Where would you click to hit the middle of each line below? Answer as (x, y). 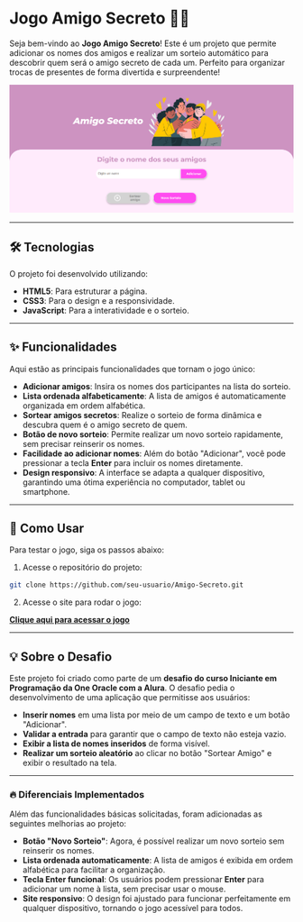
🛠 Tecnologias (52, 247)
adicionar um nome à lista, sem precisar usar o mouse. (124, 889)
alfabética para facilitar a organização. (94, 870)
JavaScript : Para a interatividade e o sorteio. (106, 310)
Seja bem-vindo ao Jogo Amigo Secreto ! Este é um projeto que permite (143, 43)
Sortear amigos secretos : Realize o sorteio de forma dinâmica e (142, 415)
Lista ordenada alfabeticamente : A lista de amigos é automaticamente (154, 396)
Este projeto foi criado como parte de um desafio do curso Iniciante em (143, 679)
